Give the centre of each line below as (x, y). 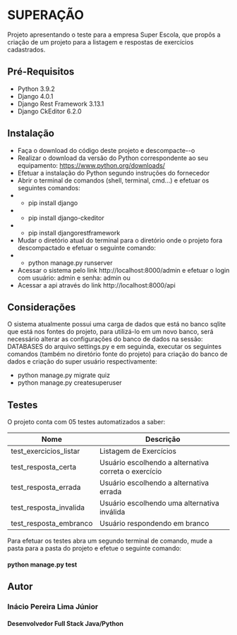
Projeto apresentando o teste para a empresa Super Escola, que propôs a (114, 35)
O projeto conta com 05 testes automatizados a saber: (86, 422)
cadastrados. (26, 49)
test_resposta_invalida (48, 507)
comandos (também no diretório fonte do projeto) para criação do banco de (117, 354)
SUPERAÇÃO (46, 15)
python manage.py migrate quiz (64, 375)
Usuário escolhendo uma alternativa (160, 503)
